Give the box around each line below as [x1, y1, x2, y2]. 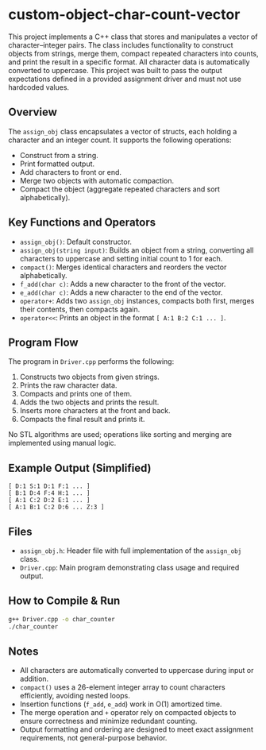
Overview [8, 106, 58, 119]
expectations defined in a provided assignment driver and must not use [8, 74, 242, 83]
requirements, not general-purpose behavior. [19, 733, 168, 743]
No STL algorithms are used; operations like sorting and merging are [8, 430, 233, 439]
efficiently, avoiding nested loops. [19, 691, 131, 701]
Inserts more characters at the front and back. [19, 406, 171, 416]
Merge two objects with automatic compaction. [19, 176, 175, 185]
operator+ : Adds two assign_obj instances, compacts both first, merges [19, 296, 255, 305]
